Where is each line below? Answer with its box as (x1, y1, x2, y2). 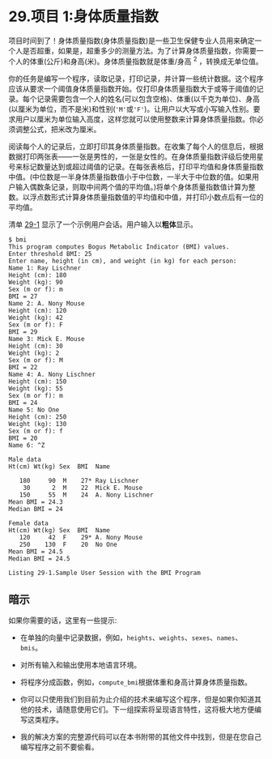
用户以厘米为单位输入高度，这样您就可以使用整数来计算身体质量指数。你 (15, 114, 257, 124)
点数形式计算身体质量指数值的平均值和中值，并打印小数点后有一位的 (36, 192, 264, 202)
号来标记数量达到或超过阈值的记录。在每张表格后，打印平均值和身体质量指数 (8, 161, 264, 171)
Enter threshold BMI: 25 (8, 249, 92, 258)
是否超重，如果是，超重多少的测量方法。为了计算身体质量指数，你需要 (22, 45, 257, 55)
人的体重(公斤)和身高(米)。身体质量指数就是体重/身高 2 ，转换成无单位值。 (15, 54, 263, 66)
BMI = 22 (8, 363, 38, 371)
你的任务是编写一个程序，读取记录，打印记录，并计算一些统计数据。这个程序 (8, 74, 264, 83)
